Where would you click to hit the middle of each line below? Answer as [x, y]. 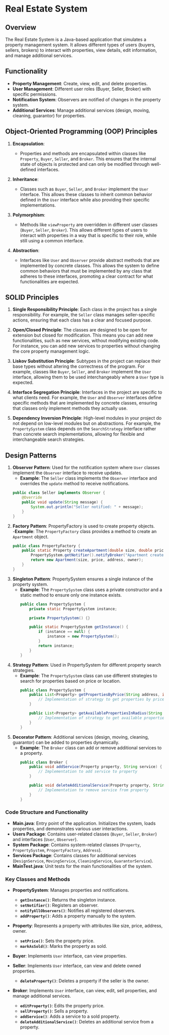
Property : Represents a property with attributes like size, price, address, [88, 926]
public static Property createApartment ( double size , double [87, 551]
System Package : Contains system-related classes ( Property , [77, 845]
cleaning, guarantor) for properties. [49, 115]
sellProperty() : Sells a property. [54, 1011]
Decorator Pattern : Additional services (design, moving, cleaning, [81, 737]
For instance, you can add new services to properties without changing [86, 346]
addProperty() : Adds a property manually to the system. [78, 916]
